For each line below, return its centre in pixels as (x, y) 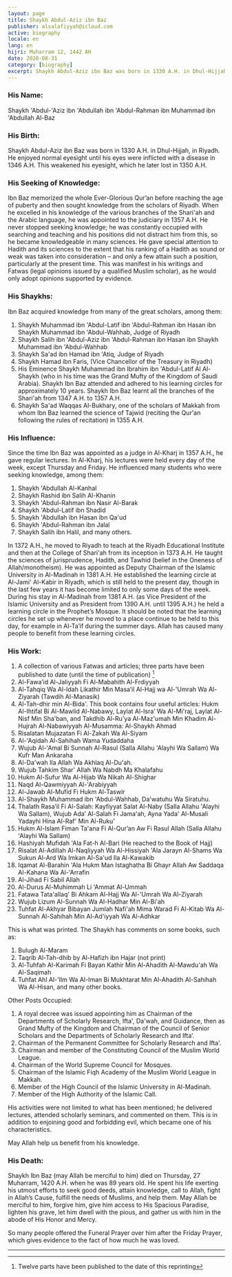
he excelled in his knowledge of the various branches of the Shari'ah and (112, 213)
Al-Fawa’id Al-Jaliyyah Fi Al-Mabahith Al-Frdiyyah (88, 682)
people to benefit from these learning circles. (72, 633)
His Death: (26, 1161)
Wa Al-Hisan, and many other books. (70, 987)
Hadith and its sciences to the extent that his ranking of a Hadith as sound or (116, 249)
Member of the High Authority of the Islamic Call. (87, 1094)
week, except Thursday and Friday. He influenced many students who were (115, 467)
